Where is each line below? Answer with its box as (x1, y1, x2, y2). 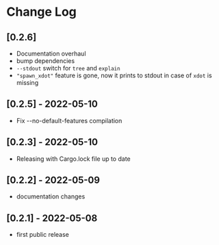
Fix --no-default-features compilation (16, 116, 123, 125)
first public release (16, 231, 69, 239)
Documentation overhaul (16, 49, 86, 57)
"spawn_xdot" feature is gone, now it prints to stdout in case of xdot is (16, 71, 213, 79)
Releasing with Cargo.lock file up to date (16, 155, 131, 163)
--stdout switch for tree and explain (16, 64, 120, 72)
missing (16, 79, 39, 86)
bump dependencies (16, 57, 75, 65)
